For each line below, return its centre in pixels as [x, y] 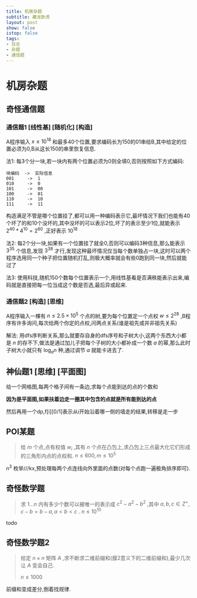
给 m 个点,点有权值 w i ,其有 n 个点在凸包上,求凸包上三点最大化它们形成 [105, 447]
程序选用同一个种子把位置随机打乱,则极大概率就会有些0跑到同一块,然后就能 [96, 258]
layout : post [22, 22]
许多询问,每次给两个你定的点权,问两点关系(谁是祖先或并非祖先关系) [97, 323]
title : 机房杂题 [24, 11]
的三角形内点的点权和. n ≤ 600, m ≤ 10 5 [68, 455]
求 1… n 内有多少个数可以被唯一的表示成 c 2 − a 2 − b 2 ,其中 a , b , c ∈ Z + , [105, 503]
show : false [21, 28]
